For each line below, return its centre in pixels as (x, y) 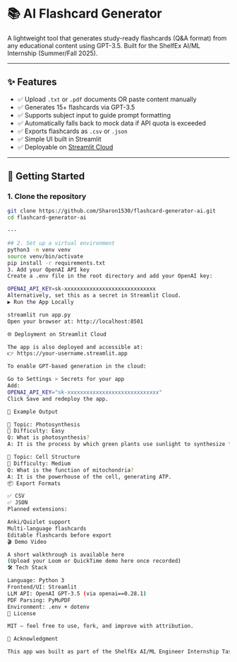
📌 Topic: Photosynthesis (44, 424)
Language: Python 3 (36, 581)
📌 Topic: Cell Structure (44, 457)
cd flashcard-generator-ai (47, 218)
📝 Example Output (33, 411)
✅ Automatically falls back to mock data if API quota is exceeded (112, 123)
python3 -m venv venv (39, 250)
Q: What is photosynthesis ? (49, 438)
